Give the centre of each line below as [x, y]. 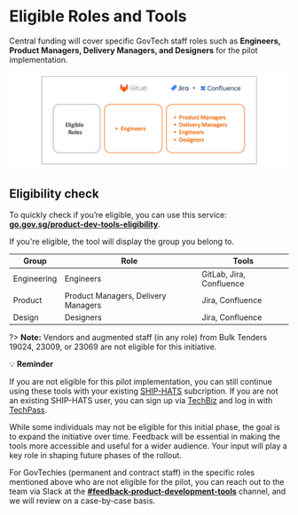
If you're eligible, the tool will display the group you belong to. [122, 241]
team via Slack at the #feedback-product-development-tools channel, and [148, 491]
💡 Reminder [31, 363]
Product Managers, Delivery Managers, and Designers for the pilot [134, 50]
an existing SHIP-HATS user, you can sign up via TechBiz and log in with [141, 400]
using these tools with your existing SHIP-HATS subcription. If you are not [144, 391]
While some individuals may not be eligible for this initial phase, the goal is [145, 426]
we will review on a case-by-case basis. [82, 500]
